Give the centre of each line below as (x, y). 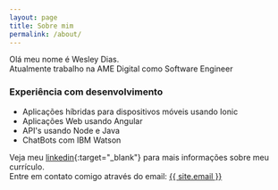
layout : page (34, 17)
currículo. (27, 167)
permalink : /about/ (46, 34)
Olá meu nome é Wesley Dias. (64, 60)
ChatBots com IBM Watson (72, 140)
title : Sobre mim (42, 26)
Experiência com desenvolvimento (86, 92)
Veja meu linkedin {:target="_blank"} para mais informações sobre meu (139, 157)
